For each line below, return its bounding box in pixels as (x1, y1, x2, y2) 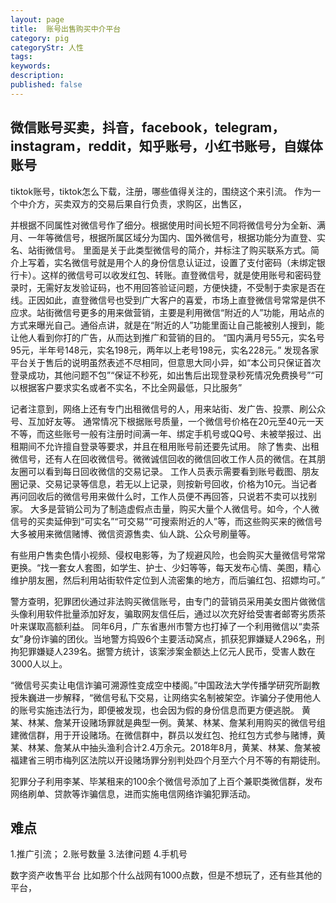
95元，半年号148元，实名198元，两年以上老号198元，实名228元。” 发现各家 (10, 344, 320, 356)
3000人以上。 (10, 657, 68, 670)
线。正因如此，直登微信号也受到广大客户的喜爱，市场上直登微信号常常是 (10, 294, 308, 306)
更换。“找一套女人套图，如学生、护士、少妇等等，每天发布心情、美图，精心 (10, 561, 322, 573)
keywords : (10, 61, 52, 71)
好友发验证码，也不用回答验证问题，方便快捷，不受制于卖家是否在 (53, 281, 326, 293)
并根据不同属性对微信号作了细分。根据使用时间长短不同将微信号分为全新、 (10, 219, 317, 231)
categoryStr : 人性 (10, 42, 84, 53)
